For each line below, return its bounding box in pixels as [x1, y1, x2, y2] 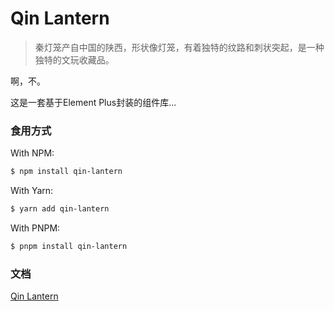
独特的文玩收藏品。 [34, 53, 115, 66]
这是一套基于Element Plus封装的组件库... [10, 96, 177, 108]
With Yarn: [10, 185, 54, 197]
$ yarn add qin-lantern [10, 204, 110, 214]
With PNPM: [10, 222, 61, 234]
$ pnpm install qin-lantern [10, 241, 128, 251]
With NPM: [10, 147, 55, 159]
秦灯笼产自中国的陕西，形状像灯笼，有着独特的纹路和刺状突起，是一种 [34, 41, 325, 53]
